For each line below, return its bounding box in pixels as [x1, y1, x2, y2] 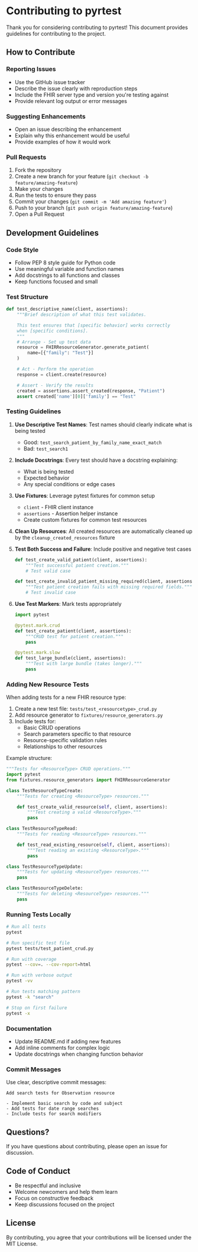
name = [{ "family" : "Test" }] [27, 350, 94, 356]
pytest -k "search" [6, 994, 54, 1000]
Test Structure [6, 292, 48, 301]
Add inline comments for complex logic [14, 1044, 111, 1051]
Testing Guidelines [6, 407, 61, 416]
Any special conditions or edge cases [23, 480, 115, 487]
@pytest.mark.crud [14, 622, 60, 628]
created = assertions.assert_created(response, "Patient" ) [17, 388, 165, 394]
